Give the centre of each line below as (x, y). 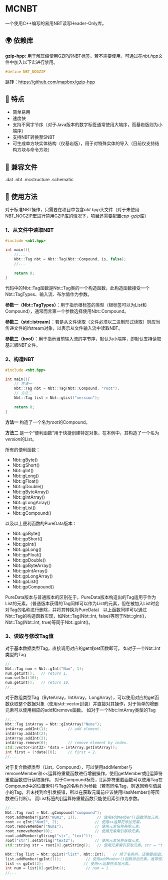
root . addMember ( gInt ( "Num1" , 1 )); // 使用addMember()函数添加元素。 (83, 817)
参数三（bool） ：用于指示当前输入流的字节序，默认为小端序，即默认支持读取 (83, 339)
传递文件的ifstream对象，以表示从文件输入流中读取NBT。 (64, 328)
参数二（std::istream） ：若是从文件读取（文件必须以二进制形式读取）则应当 (83, 322)
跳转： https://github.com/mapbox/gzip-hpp (50, 82)
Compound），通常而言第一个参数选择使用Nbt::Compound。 (67, 311)
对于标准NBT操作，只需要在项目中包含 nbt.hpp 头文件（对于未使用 (72, 210)
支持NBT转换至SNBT (33, 137)
